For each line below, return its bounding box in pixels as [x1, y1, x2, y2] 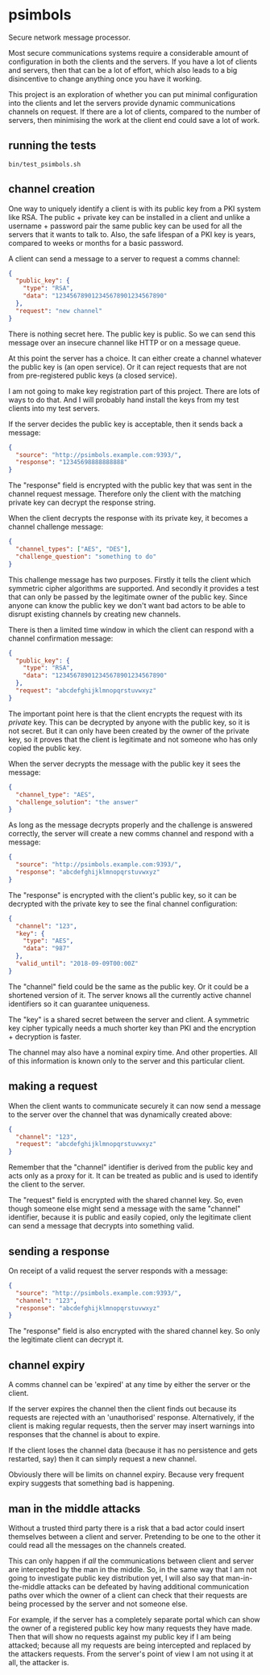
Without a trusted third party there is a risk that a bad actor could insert [8, 1523, 245, 1533]
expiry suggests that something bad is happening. [8, 1478, 175, 1488]
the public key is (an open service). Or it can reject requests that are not [8, 362, 247, 371]
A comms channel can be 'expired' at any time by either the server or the [8, 1380, 251, 1389]
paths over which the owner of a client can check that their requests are [8, 1590, 247, 1600]
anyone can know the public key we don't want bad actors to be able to [8, 600, 246, 610]
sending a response [8, 1244, 110, 1258]
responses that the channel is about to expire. [8, 1430, 160, 1440]
